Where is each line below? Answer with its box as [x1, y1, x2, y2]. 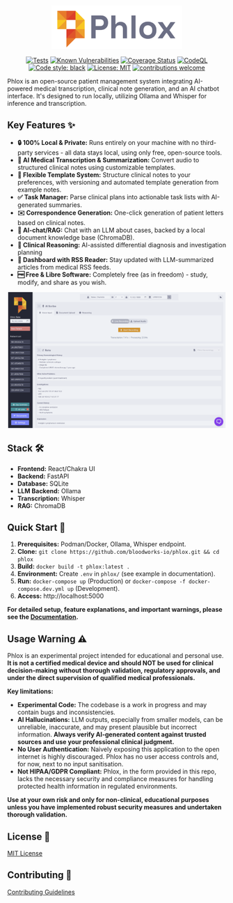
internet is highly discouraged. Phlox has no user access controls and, [17, 752, 219, 761]
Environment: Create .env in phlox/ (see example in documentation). [17, 570, 216, 578]
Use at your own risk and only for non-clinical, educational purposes [7, 796, 210, 804]
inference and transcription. [7, 100, 87, 107]
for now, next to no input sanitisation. [17, 760, 124, 769]
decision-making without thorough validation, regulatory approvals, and [7, 666, 220, 674]
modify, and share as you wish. [17, 278, 107, 286]
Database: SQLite [17, 479, 69, 488]
